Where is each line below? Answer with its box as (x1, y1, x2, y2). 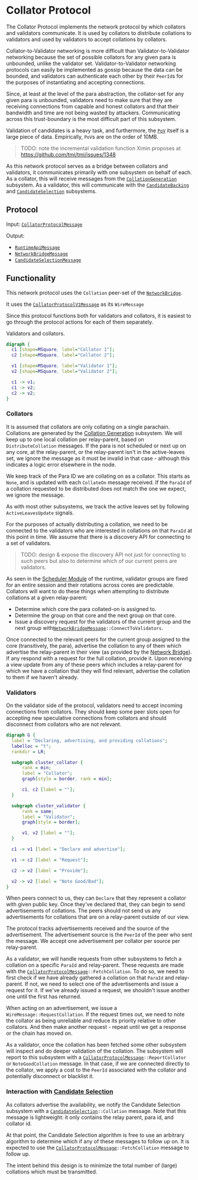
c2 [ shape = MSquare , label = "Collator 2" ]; (11, 352, 115, 359)
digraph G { (6, 733, 35, 738)
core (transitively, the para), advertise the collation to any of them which (6, 642, 181, 649)
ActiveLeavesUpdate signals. (6, 509, 74, 516)
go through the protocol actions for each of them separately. (6, 318, 154, 325)
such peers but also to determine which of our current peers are (20, 557, 177, 564)
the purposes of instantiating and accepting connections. (6, 78, 146, 86)
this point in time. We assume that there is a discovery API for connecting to (6, 533, 191, 540)
